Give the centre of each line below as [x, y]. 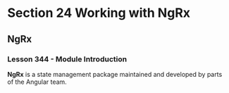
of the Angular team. [37, 82]
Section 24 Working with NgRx [99, 13]
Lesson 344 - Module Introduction [67, 59]
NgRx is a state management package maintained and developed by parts [115, 74]
